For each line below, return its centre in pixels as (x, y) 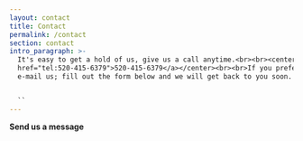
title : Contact (38, 26)
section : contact (42, 43)
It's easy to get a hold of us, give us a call (109, 60)
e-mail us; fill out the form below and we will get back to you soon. (155, 77)
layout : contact (40, 18)
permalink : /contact (48, 34)
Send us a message (46, 127)
